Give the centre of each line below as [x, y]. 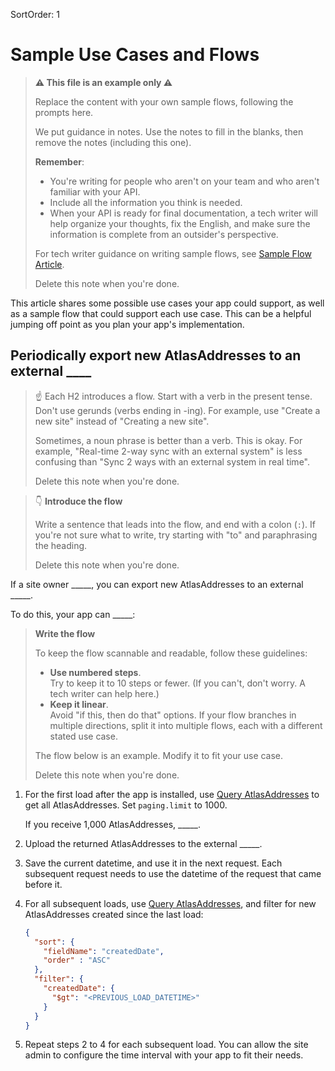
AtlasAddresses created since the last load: [114, 914]
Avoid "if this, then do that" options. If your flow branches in [173, 715]
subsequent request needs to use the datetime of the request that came [173, 873]
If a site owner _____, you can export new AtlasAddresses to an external [157, 584]
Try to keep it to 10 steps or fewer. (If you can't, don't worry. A [177, 683]
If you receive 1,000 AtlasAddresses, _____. [113, 824]
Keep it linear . [79, 704]
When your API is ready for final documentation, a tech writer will [183, 213]
